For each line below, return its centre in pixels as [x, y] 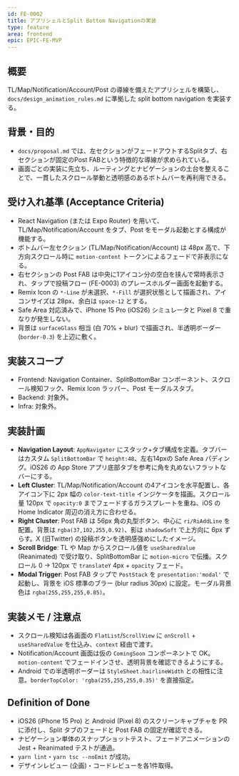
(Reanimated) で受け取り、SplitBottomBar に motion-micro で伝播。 [116, 556]
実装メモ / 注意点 [45, 617]
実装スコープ [35, 361]
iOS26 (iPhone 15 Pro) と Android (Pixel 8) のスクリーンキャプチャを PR [122, 720]
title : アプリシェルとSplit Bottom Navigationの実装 [82, 21]
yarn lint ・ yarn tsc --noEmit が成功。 [76, 756]
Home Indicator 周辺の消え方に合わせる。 [79, 512]
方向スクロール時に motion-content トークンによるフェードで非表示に [120, 256]
